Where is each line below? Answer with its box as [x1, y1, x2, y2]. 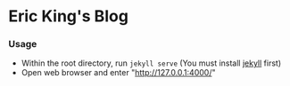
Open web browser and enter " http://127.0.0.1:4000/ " [21, 67, 216, 78]
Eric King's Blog [8, 6, 128, 27]
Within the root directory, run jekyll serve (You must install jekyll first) [21, 58, 282, 68]
